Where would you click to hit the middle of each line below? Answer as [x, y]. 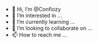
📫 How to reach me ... [39, 35]
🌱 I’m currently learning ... [43, 22]
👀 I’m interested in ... [37, 15]
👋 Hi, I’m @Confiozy [36, 9]
